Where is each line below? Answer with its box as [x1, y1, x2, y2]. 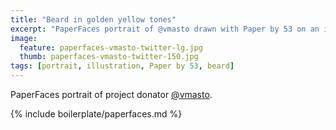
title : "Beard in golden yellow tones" [10, 14, 177, 25]
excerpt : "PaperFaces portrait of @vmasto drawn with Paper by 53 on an [10, 24, 320, 34]
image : [10, 33, 38, 43]
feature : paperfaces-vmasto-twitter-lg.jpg [19, 42, 203, 53]
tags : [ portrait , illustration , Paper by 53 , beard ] [10, 61, 235, 71]
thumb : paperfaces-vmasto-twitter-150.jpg [19, 52, 199, 62]
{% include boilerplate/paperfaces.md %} [10, 108, 183, 120]
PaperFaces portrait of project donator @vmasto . [10, 89, 213, 100]
